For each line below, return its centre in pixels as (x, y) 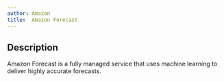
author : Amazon (29, 13)
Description (33, 47)
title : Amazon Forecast (42, 20)
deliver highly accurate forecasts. (54, 71)
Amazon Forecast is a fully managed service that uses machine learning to (112, 64)
